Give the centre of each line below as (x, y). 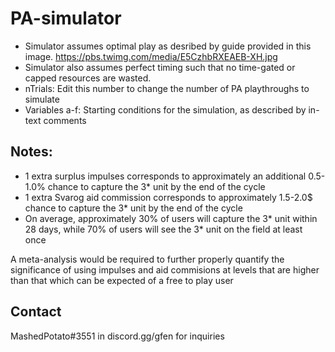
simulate (42, 99)
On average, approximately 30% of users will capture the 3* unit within (171, 218)
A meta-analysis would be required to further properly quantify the (147, 259)
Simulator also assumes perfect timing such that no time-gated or (160, 67)
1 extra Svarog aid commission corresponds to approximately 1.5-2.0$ (168, 197)
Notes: (31, 152)
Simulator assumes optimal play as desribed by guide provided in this (168, 46)
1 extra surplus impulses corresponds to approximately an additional (165, 176)
